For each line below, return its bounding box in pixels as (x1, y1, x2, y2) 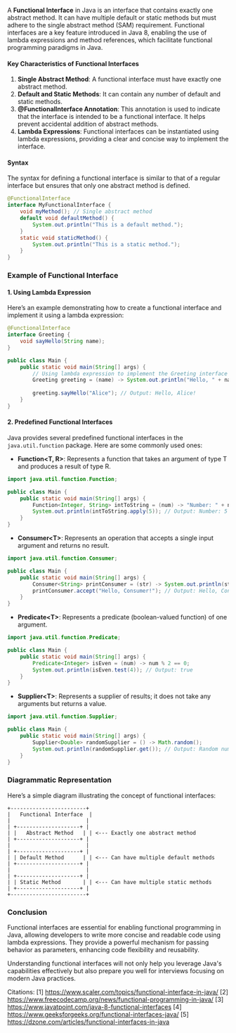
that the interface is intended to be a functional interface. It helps (17, 113, 206, 121)
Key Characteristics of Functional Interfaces (7, 59, 139, 68)
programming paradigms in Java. (7, 44, 103, 51)
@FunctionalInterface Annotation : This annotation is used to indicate (17, 105, 221, 113)
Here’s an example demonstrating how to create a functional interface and (7, 304, 222, 312)
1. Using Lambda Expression (7, 288, 91, 296)
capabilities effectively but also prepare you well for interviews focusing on (7, 967, 225, 975)
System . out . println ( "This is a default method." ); (32, 221, 184, 228)
